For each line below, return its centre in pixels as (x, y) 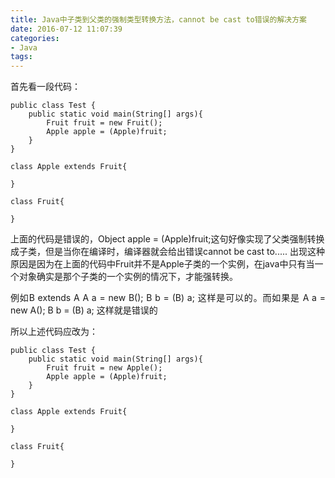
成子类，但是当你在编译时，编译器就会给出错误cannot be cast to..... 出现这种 (167, 252)
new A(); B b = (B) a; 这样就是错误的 (84, 310)
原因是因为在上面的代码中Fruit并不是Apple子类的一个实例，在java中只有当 (162, 264)
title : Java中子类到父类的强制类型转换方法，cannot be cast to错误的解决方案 (158, 19)
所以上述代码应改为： (54, 332)
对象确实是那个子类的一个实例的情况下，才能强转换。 (128, 277)
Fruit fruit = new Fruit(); (104, 123)
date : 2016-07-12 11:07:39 (66, 29)
